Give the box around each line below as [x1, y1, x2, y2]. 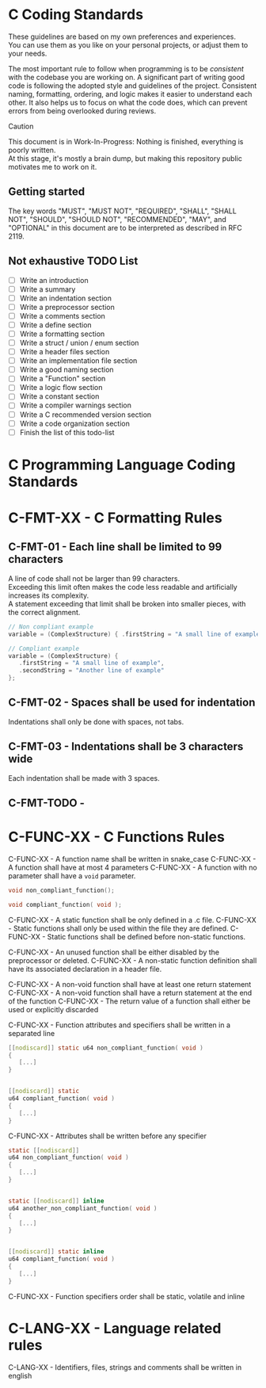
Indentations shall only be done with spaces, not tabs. [8, 717, 184, 726]
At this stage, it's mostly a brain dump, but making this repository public [8, 153, 243, 163]
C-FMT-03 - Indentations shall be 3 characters [8, 740, 244, 754]
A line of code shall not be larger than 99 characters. [8, 573, 180, 583]
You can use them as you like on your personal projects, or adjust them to [8, 40, 249, 49]
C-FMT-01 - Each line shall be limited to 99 [8, 541, 222, 554]
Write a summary [19, 284, 76, 294]
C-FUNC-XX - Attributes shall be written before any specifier [8, 1131, 207, 1141]
